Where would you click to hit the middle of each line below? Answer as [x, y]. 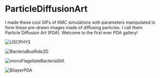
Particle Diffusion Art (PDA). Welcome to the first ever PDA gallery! [72, 32]
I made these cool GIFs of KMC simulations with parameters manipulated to [80, 22]
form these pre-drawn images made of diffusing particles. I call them [74, 27]
